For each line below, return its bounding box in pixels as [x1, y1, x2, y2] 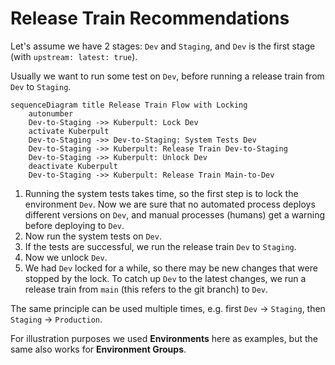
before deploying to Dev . [24, 219, 125, 231]
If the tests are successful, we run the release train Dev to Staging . [24, 240, 297, 252]
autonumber [28, 108, 74, 119]
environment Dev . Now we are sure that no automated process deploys [24, 198, 316, 210]
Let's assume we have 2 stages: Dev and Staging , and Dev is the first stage [10, 40, 316, 52]
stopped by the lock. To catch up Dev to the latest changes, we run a [24, 272, 307, 284]
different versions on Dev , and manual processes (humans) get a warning [24, 208, 326, 221]
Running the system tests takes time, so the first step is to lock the [24, 187, 299, 199]
